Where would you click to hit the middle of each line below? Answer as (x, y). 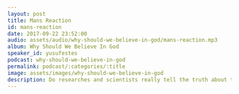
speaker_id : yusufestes (43, 54)
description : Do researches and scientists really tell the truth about (117, 80)
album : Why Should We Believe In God (63, 47)
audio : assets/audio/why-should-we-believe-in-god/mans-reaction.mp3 (113, 40)
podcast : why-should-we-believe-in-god (67, 60)
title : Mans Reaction (39, 20)
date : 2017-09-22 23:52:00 (47, 34)
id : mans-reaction (34, 27)
